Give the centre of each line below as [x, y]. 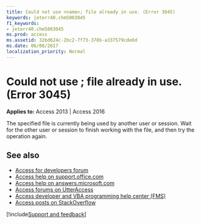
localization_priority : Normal [46, 52]
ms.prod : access [27, 35]
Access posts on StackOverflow [55, 202]
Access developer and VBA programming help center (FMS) [90, 196]
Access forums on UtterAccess [54, 189]
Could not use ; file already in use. [94, 81]
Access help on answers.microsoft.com [65, 183]
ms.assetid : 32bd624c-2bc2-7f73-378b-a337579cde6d [72, 40]
